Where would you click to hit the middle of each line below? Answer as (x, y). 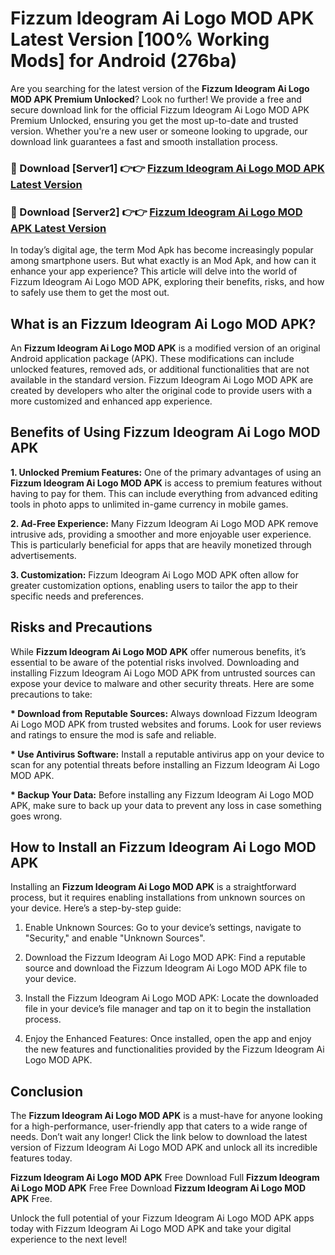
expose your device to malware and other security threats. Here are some (162, 683)
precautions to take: (51, 694)
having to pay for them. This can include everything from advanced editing (164, 493)
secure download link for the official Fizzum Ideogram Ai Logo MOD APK (160, 109)
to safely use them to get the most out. (90, 293)
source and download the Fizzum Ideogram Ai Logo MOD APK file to (166, 968)
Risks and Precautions (81, 627)
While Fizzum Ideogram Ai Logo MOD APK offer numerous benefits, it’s (158, 651)
